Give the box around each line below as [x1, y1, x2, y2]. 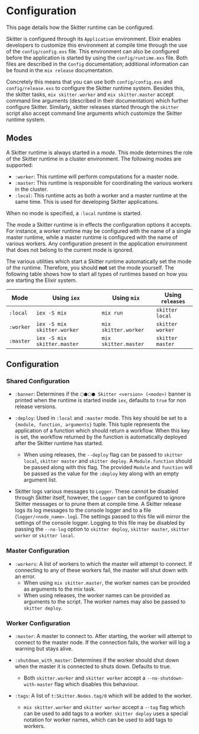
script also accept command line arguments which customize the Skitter [6, 110, 182, 117]
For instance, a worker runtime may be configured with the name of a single [6, 227, 191, 235]
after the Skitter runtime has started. [14, 440, 104, 447]
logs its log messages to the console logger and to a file [14, 507, 152, 514]
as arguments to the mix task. [23, 585, 96, 592]
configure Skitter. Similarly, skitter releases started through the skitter [6, 103, 179, 110]
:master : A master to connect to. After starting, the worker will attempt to [14, 633, 192, 640]
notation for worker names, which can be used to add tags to [23, 716, 173, 723]
